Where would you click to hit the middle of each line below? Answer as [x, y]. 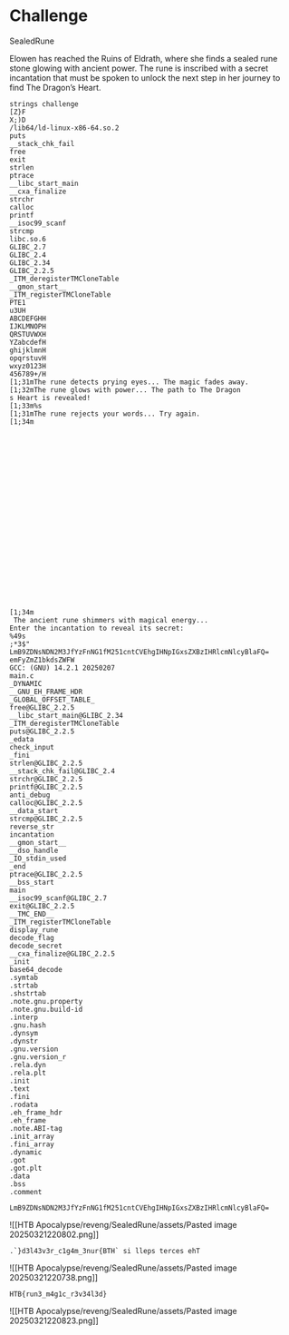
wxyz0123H [28, 366]
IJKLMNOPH [28, 326]
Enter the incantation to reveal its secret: [96, 628]
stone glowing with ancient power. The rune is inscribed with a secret [139, 68]
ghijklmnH [28, 350]
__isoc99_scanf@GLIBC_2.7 [58, 898]
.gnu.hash [28, 1025]
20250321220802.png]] [54, 1234]
